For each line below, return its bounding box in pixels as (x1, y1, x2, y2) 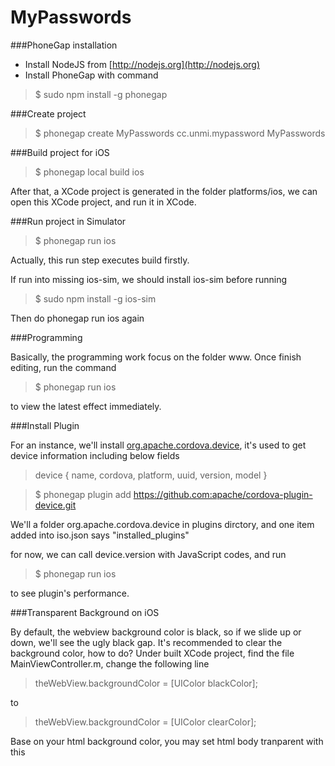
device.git (34, 499, 77, 511)
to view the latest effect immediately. (10, 400, 162, 412)
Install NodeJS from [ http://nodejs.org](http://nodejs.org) (24, 58, 261, 70)
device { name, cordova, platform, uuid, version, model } (34, 469, 268, 481)
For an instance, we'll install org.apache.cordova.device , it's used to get (10, 439, 307, 451)
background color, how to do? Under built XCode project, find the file (10, 647, 295, 659)
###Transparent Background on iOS (10, 606, 160, 618)
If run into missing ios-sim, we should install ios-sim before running (10, 273, 288, 285)
